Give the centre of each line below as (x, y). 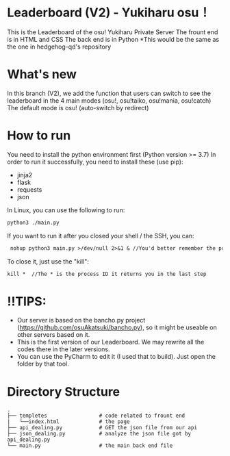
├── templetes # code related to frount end (96, 416)
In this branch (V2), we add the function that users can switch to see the (109, 93)
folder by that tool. (43, 364)
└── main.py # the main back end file (90, 446)
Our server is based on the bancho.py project (81, 320)
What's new (42, 74)
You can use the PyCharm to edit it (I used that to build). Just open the (116, 357)
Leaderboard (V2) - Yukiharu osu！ (109, 13)
